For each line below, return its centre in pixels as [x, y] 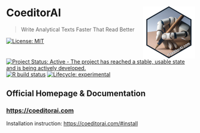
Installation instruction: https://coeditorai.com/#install [72, 123]
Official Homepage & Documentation [76, 93]
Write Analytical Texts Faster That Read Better [78, 29]
